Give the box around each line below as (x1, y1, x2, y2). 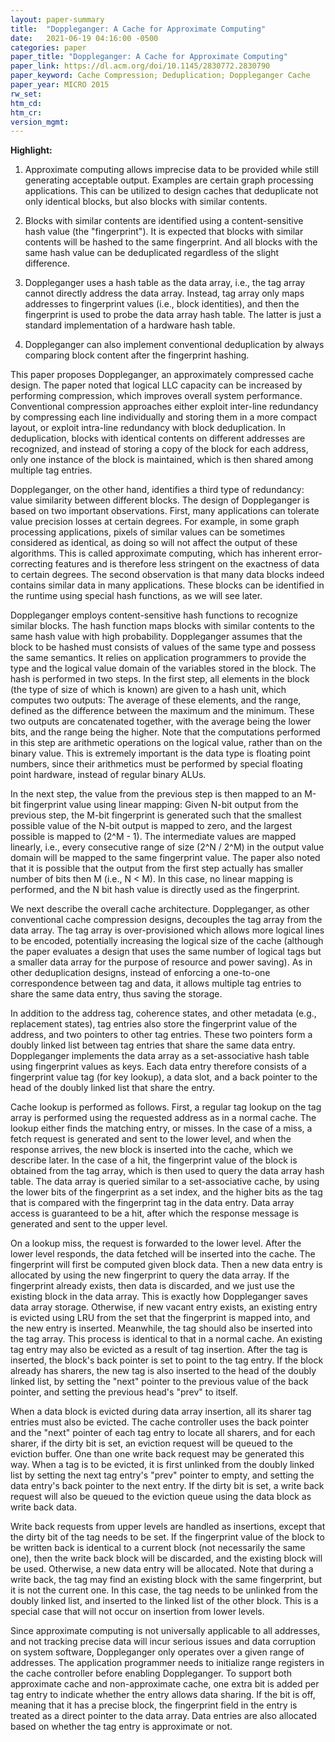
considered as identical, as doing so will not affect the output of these (10, 537, 298, 549)
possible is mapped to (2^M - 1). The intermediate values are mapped (10, 831, 297, 843)
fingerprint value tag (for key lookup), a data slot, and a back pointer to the (10, 1071, 318, 1083)
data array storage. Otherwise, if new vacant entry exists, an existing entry (10, 1301, 318, 1313)
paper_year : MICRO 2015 (10, 80, 110, 90)
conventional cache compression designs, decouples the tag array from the (10, 914, 323, 926)
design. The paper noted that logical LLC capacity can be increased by (10, 379, 303, 391)
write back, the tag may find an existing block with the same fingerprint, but (10, 1574, 323, 1586)
